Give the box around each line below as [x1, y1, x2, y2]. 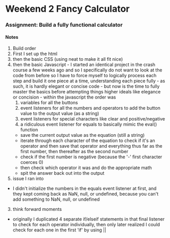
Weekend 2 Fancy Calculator [5, 3, 130, 15]
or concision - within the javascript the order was [12, 94, 116, 100]
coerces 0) [20, 159, 43, 165]
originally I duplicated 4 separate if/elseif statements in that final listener [12, 216, 165, 222]
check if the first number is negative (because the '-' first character [20, 154, 162, 160]
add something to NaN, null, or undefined [12, 196, 100, 202]
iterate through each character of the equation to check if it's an [20, 137, 155, 144]
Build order [12, 45, 36, 52]
